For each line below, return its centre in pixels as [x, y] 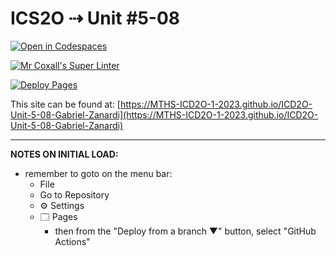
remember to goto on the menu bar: [98, 173]
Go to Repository [74, 194]
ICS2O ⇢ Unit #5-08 [95, 18]
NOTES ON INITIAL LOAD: [64, 154]
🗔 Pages [58, 216]
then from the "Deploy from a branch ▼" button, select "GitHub [185, 231]
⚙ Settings [62, 205]
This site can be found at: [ [65, 104]
